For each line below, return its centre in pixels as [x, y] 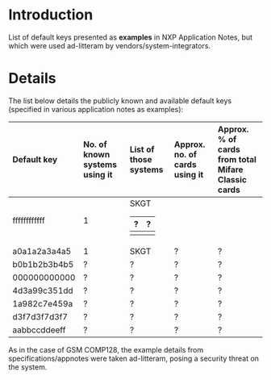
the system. [28, 367]
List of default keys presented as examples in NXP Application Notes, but [130, 37]
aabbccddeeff [39, 330]
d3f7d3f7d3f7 [40, 316]
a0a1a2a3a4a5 [42, 251]
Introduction [51, 15]
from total [237, 159]
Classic [232, 179]
